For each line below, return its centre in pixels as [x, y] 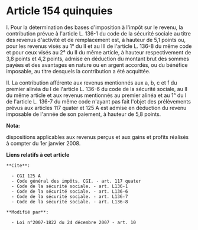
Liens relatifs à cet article [38, 154]
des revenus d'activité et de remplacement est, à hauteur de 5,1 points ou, [96, 40]
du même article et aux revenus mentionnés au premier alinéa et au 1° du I [96, 95]
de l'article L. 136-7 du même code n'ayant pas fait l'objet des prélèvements [98, 101]
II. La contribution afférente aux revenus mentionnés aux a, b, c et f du [92, 82]
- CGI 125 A [26, 176]
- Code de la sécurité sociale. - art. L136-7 [70, 196]
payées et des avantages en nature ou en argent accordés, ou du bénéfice [97, 65]
